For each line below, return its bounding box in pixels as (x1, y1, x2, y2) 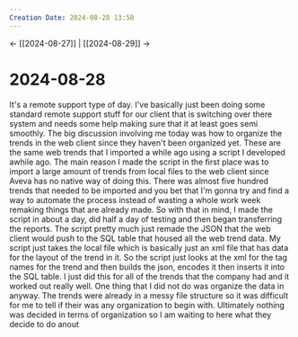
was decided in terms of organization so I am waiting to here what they (9, 309, 272, 320)
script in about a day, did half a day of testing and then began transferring (9, 213, 283, 225)
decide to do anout (9, 318, 79, 329)
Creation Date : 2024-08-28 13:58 (9, 13, 135, 22)
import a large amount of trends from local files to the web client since (9, 165, 269, 176)
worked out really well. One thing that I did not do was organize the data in (9, 280, 285, 291)
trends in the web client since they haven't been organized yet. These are (9, 137, 281, 148)
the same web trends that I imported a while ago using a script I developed (9, 146, 285, 157)
